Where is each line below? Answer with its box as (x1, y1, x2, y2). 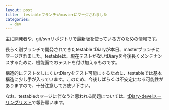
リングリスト (5, 99, 32, 106)
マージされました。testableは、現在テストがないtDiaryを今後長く (5, 53, 140, 59)
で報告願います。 (32, 99, 67, 106)
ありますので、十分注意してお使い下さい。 (5, 83, 93, 89)
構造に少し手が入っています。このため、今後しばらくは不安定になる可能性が (5, 76, 164, 82)
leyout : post (5, 7, 33, 13)
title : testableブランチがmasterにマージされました (5, 12, 107, 17)
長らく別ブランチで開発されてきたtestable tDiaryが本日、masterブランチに (5, 46, 160, 53)
